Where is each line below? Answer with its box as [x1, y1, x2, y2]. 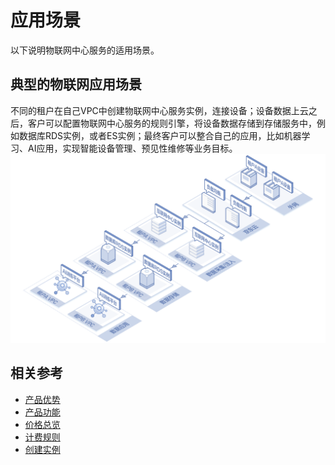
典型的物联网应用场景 [10, 76, 142, 93]
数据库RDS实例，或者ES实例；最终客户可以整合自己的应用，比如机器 [18, 129, 302, 141]
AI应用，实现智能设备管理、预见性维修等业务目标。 [27, 142, 238, 154]
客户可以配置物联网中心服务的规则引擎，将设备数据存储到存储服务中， [27, 117, 317, 129]
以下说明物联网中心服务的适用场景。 [10, 44, 160, 56]
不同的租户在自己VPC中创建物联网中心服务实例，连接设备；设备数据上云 [10, 104, 309, 116]
